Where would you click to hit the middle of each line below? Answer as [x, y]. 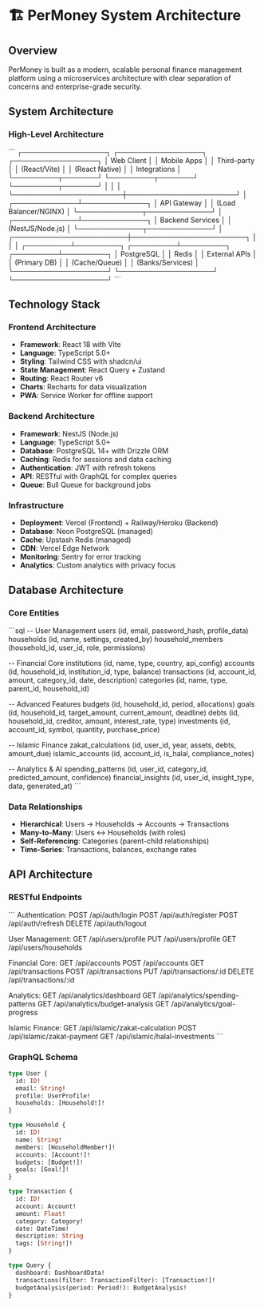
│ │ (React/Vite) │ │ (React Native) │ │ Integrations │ [95, 169]
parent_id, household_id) [49, 688]
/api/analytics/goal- [203, 1003]
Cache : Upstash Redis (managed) [75, 540]
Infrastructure [36, 505]
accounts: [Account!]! [53, 1155]
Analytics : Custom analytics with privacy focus [98, 565]
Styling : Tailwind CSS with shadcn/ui [81, 361]
